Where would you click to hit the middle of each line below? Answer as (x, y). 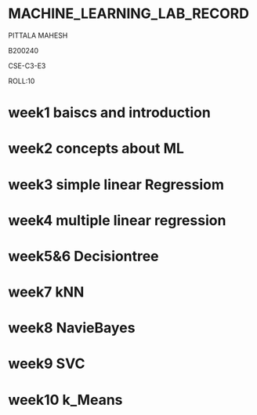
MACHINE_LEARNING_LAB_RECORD (128, 14)
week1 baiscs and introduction (110, 113)
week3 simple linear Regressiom (116, 184)
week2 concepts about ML (96, 149)
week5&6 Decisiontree (83, 256)
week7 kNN (46, 292)
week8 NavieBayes (72, 328)
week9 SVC (47, 364)
